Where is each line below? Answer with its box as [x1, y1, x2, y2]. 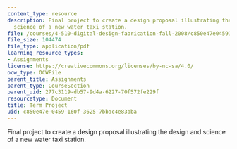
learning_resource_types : [7, 50, 83, 57]
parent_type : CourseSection [7, 82, 90, 89]
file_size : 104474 [7, 37, 61, 44]
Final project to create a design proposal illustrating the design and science [7, 127, 226, 136]
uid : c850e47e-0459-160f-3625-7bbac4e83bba [7, 108, 138, 115]
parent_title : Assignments [7, 75, 87, 83]
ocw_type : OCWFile [7, 69, 61, 76]
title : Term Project [7, 102, 68, 109]
